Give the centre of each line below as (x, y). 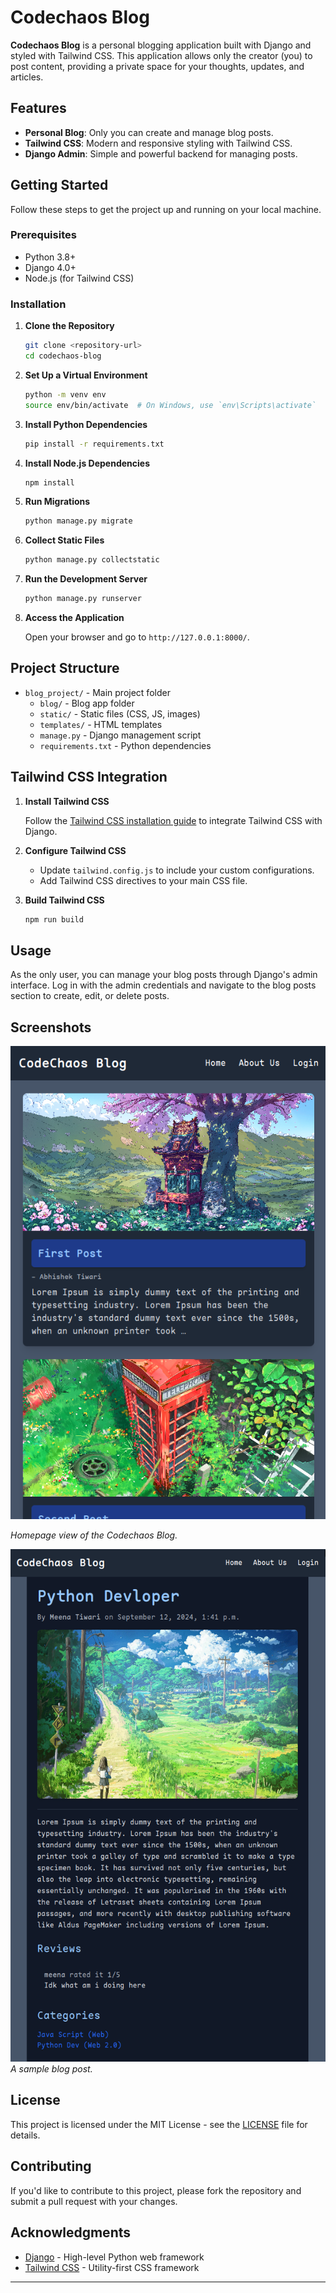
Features (38, 108)
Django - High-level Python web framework (114, 2257)
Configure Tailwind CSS (75, 850)
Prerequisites (43, 235)
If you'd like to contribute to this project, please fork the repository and (156, 2190)
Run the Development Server (86, 579)
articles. (27, 77)
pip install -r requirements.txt (94, 444)
